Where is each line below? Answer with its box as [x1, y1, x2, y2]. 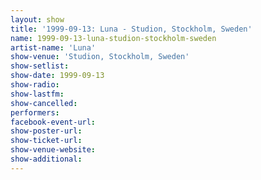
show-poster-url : [10, 126, 83, 136]
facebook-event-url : [10, 117, 97, 127]
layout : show [10, 14, 65, 25]
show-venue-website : [10, 145, 97, 155]
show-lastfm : [10, 89, 65, 99]
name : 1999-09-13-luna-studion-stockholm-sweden [10, 33, 217, 43]
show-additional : [10, 154, 83, 164]
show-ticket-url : [10, 136, 83, 146]
